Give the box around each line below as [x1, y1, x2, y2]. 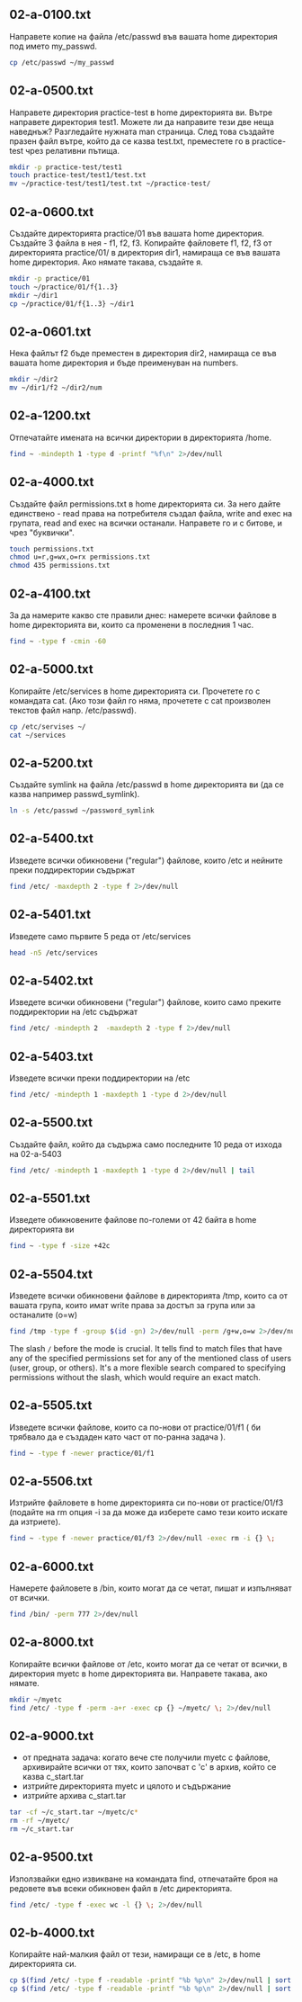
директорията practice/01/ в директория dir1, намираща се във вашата [9, 247, 280, 257]
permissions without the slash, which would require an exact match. [9, 1371, 261, 1382]
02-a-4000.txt [9, 474, 94, 489]
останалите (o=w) [9, 1309, 78, 1320]
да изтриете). [9, 1516, 61, 1528]
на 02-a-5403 [9, 1148, 62, 1159]
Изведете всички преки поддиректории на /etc [9, 1073, 191, 1083]
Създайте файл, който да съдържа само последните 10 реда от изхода [9, 1138, 283, 1150]
